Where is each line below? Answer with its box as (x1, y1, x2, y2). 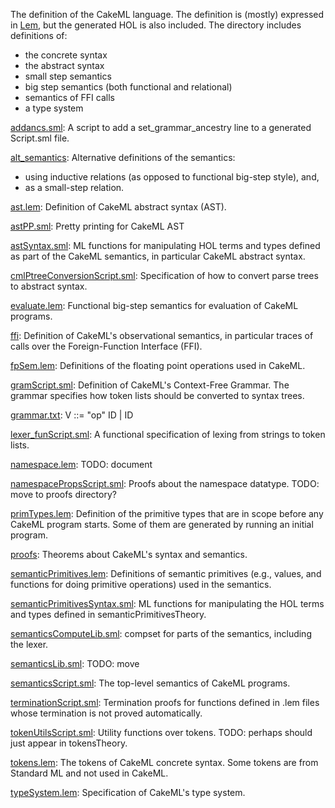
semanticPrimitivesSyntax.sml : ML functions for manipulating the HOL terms (10, 598, 325, 609)
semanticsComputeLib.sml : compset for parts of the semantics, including (10, 628, 312, 639)
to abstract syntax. (10, 280, 88, 292)
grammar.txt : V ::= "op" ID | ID (10, 409, 134, 421)
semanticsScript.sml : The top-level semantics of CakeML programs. (10, 677, 291, 689)
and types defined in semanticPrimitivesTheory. (10, 609, 207, 620)
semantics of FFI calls (24, 92, 115, 103)
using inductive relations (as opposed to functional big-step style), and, (24, 171, 320, 183)
